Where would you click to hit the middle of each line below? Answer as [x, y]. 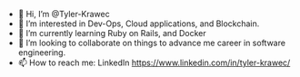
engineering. [42, 53]
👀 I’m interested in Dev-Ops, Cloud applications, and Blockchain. [139, 24]
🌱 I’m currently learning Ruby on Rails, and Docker [112, 33]
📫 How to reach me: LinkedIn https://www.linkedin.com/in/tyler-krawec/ [154, 63]
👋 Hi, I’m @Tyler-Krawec [64, 14]
